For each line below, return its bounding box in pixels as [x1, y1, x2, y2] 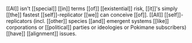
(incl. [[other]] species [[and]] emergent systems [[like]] [33, 18, 169, 24]
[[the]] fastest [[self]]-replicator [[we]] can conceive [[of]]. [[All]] [6, 11, 163, 18]
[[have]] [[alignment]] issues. [6, 30, 77, 37]
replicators [6, 18, 32, 24]
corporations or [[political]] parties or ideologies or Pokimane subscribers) [6, 24, 187, 31]
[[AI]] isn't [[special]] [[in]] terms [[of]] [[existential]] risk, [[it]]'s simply [6, 5, 178, 12]
